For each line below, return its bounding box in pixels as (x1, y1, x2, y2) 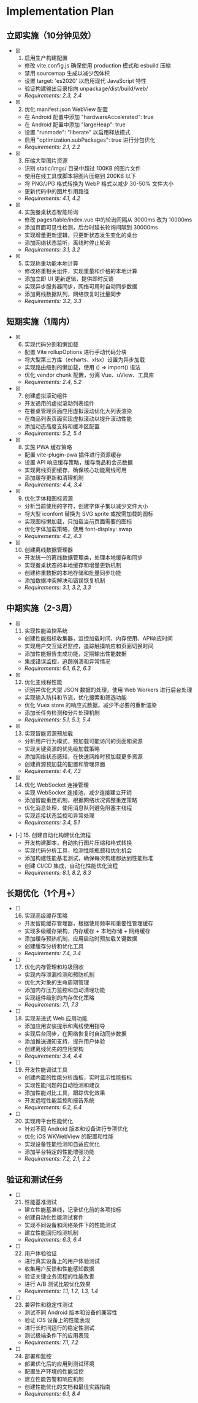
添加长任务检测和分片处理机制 (24, 709, 100, 716)
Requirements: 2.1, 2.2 (24, 143, 81, 150)
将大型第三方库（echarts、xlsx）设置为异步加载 (24, 356, 145, 363)
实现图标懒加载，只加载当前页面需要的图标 (24, 517, 132, 525)
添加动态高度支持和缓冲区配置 (24, 422, 100, 430)
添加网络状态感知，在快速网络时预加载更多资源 (24, 753, 143, 760)
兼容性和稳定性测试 (24, 1301, 74, 1309)
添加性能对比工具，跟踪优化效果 (24, 1089, 105, 1096)
